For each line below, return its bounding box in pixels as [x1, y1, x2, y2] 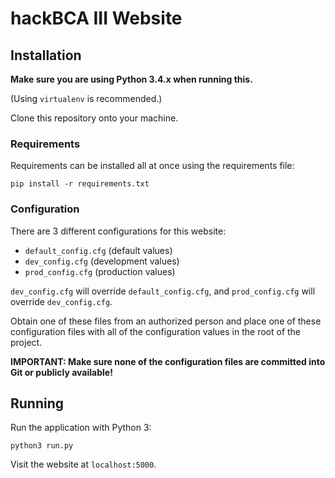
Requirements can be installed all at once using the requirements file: [10, 160, 295, 172]
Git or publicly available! [10, 366, 113, 378]
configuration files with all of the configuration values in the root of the [10, 325, 302, 337]
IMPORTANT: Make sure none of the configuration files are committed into [10, 355, 326, 367]
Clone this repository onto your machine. [10, 112, 179, 124]
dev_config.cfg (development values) [24, 255, 180, 267]
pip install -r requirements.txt [10, 179, 150, 189]
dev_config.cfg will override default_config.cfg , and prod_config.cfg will [10, 285, 316, 297]
